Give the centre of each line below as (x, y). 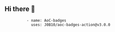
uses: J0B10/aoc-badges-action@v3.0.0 (71, 25)
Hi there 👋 (20, 9)
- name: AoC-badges (46, 20)
